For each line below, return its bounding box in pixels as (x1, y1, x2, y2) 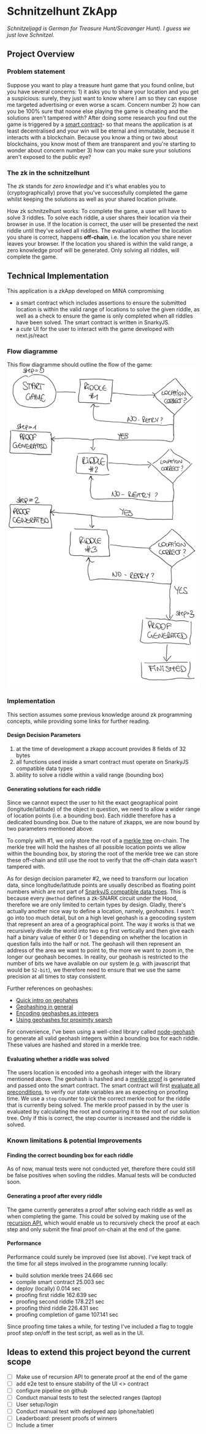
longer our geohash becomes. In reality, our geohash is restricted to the (7, 953, 189, 961)
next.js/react (15, 332, 48, 339)
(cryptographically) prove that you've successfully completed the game (7, 189, 188, 196)
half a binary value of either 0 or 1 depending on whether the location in (7, 933, 188, 941)
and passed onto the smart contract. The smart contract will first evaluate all (7, 1082, 200, 1089)
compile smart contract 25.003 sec (15, 1278, 105, 1285)
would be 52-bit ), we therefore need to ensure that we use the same (7, 966, 181, 974)
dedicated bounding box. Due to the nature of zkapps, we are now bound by (7, 819, 200, 826)
